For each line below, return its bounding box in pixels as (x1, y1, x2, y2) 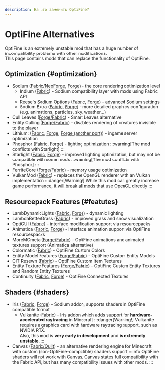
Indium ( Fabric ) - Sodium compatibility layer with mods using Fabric (19, 88, 158, 94)
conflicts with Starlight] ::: (12, 146, 65, 152)
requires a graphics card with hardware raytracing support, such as (19, 322, 157, 328)
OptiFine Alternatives (5, 28, 95, 40)
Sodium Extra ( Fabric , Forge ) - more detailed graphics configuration (19, 104, 158, 110)
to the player (12, 125, 39, 131)
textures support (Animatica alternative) (12, 242, 94, 248)
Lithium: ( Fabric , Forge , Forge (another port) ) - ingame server (12, 130, 137, 136)
